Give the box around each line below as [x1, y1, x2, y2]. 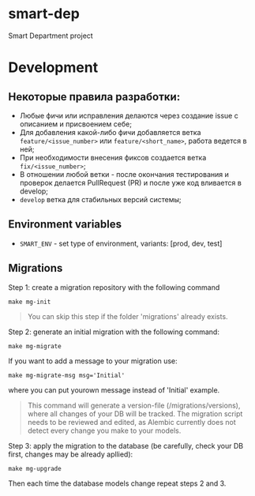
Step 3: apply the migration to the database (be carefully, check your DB [8, 441, 243, 450]
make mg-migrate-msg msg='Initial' [8, 371, 126, 379]
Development [8, 58, 99, 77]
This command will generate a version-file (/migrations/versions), [27, 400, 241, 410]
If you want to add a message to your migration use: [8, 356, 178, 366]
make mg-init [8, 298, 51, 306]
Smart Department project [8, 31, 93, 40]
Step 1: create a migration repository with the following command [8, 282, 220, 292]
